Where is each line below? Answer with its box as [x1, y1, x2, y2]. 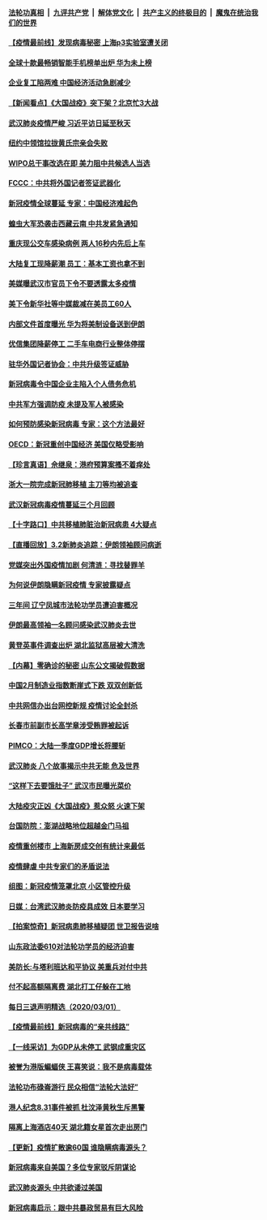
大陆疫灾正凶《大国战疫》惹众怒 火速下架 [8, 800, 146, 811]
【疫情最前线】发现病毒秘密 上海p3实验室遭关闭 [8, 37, 168, 48]
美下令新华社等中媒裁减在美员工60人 [8, 299, 132, 308]
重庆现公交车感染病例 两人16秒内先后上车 [8, 239, 146, 248]
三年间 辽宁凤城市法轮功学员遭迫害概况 [8, 600, 138, 610]
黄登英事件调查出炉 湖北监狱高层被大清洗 [8, 640, 146, 649]
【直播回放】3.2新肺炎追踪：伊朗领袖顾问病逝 [8, 540, 162, 550]
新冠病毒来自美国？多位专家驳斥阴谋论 [8, 1162, 136, 1172]
